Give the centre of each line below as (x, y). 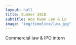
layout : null (19, 10)
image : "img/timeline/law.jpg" (38, 24)
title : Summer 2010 (26, 14)
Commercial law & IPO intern (35, 38)
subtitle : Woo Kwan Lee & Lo (36, 19)
